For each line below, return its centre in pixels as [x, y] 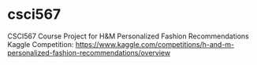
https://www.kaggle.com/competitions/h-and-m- [155, 44]
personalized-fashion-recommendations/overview [89, 52]
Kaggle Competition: [41, 44]
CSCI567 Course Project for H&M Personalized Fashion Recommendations [128, 36]
